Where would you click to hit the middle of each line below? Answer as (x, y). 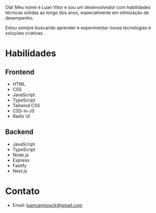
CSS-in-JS (23, 111)
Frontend (20, 72)
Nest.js (20, 171)
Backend (19, 132)
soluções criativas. (25, 33)
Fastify (19, 165)
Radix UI (21, 116)
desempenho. (20, 18)
